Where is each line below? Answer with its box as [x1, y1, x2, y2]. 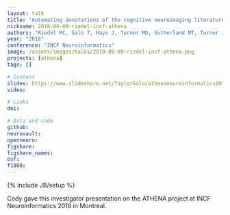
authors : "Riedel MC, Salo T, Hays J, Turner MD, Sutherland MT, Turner [7, 29, 219, 36]
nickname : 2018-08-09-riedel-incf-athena [7, 23, 127, 30]
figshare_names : [7, 149, 53, 157]
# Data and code [7, 117, 53, 124]
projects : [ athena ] [7, 55, 63, 62]
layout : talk [7, 10, 44, 17]
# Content [7, 73, 36, 80]
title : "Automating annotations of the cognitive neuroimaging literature [7, 16, 225, 23]
